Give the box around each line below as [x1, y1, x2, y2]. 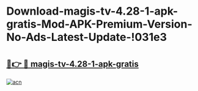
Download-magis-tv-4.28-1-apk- [6, 4, 178, 18]
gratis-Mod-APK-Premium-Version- [6, 17, 193, 31]
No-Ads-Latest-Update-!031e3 [6, 31, 167, 44]
